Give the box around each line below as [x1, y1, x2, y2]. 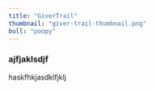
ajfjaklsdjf [8, 54, 49, 65]
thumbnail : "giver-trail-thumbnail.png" [8, 19, 148, 28]
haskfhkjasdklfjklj [8, 72, 66, 82]
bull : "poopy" [8, 27, 57, 35]
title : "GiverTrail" [8, 11, 79, 20]
